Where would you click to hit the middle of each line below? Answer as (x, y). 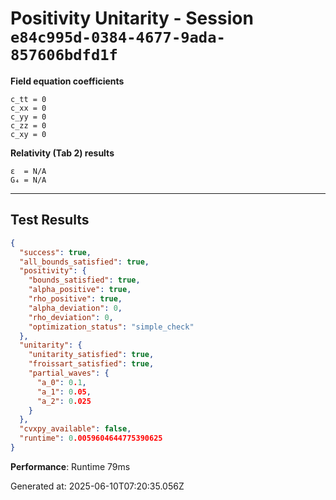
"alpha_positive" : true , (80, 290)
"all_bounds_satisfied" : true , (84, 262)
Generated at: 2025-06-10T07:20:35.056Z (97, 486)
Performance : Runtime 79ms (70, 466)
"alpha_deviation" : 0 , (75, 308)
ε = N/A (28, 171)
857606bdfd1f (64, 55)
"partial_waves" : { (69, 373)
